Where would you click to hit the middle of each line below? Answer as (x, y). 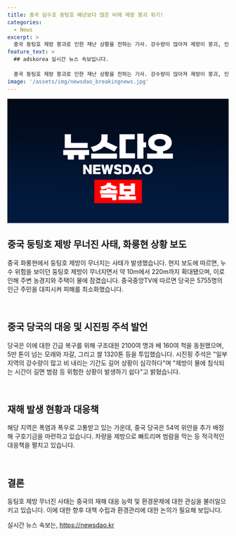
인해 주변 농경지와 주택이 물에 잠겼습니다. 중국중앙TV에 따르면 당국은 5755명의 (115, 280)
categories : (25, 22)
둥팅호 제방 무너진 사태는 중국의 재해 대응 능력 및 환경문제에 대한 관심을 (105, 502)
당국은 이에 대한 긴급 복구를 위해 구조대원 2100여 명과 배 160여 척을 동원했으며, (116, 345)
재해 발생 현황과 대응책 (53, 410)
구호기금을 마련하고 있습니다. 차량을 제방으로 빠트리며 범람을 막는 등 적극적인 (119, 436)
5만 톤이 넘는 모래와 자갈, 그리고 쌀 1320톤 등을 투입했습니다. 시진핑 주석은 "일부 (118, 354)
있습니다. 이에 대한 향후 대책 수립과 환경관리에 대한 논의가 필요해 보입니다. (121, 510)
